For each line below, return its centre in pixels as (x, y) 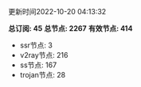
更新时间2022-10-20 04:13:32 (57, 11)
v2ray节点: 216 (44, 55)
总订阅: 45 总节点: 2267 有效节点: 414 (70, 28)
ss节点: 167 (38, 65)
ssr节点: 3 (36, 45)
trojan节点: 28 (43, 75)
